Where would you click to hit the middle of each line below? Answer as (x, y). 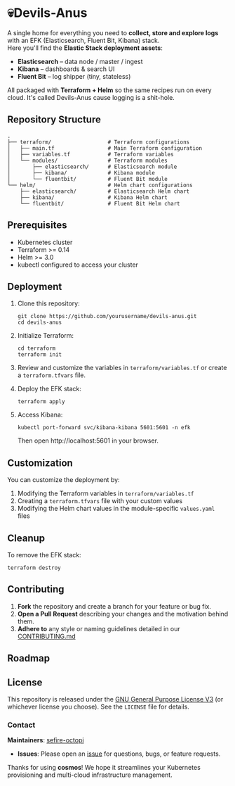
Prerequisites (37, 226)
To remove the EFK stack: (45, 555)
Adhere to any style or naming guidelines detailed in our (99, 628)
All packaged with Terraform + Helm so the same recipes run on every (109, 90)
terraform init (40, 355)
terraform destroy (34, 568)
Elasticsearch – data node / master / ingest (80, 61)
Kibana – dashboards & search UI (66, 69)
